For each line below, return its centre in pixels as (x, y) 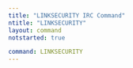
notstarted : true (37, 38)
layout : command (35, 30)
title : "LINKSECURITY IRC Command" (67, 15)
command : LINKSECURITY (46, 52)
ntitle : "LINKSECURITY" (47, 23)
